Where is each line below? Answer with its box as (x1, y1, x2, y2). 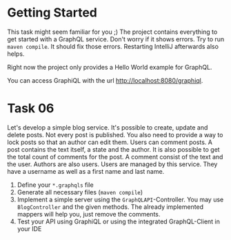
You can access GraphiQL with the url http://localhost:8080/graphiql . (7, 76, 203, 84)
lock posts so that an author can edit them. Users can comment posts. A (7, 138, 212, 146)
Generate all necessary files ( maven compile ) (17, 188, 143, 196)
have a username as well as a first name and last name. (7, 167, 165, 175)
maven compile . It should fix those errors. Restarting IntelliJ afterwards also (7, 42, 219, 50)
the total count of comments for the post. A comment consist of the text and (7, 152, 223, 161)
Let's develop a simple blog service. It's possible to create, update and (7, 123, 208, 132)
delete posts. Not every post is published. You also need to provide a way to (7, 130, 223, 139)
